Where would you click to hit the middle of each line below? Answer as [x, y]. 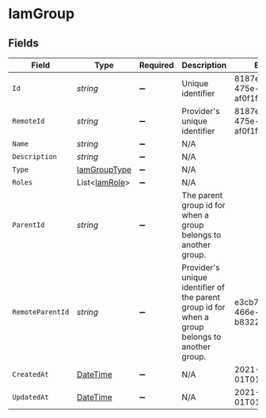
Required [156, 65]
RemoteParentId [41, 312]
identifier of [203, 287]
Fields [24, 43]
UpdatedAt [30, 397]
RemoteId [28, 121]
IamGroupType [104, 169]
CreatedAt [30, 374]
